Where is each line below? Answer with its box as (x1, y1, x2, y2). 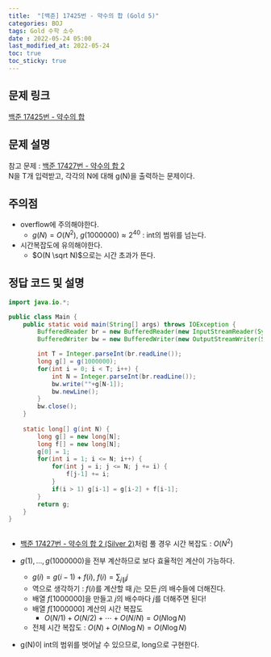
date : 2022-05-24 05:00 (8, 34, 92, 43)
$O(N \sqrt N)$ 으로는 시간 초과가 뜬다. (31, 250, 156, 259)
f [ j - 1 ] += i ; (65, 470, 110, 478)
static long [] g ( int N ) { (23, 425, 110, 433)
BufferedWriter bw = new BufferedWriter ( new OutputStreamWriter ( (37, 335, 262, 343)
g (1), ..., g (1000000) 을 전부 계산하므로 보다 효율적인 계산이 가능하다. (19, 555, 236, 566)
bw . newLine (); (51, 387, 99, 396)
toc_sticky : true (8, 57, 67, 65)
